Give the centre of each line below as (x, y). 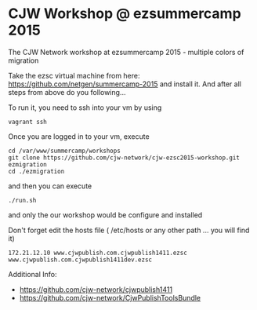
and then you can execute (50, 186)
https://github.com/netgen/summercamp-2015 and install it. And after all (125, 84)
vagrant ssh (27, 122)
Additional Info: (33, 274)
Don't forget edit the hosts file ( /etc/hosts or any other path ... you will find (129, 230)
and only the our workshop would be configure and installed (105, 215)
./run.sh (22, 200)
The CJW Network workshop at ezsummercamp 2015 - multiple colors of (126, 52)
